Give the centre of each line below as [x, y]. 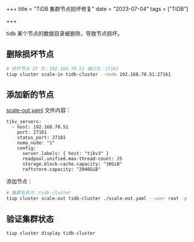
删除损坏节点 [30, 54]
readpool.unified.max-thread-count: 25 [72, 159]
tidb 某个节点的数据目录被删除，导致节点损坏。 [65, 33]
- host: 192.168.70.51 [40, 127]
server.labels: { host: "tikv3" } [66, 154]
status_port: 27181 [42, 138]
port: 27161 [32, 132]
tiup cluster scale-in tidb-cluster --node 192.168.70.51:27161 [89, 74]
